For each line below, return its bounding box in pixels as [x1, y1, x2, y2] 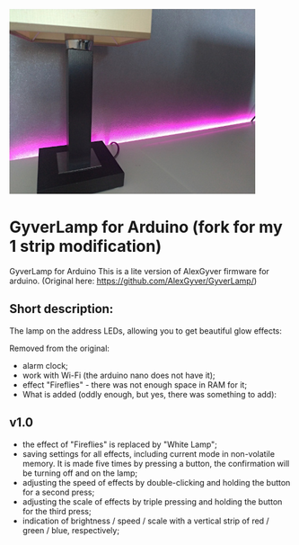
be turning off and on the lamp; [22, 468, 137, 478]
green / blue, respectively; [22, 524, 119, 535]
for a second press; [22, 487, 95, 497]
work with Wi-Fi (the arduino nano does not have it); [22, 370, 215, 380]
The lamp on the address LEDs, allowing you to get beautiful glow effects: [9, 325, 283, 336]
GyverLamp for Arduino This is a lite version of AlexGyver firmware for [9, 265, 269, 276]
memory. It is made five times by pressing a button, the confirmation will [22, 458, 290, 469]
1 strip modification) [9, 237, 162, 256]
